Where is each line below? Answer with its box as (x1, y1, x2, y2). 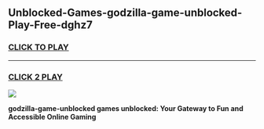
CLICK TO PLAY (8, 42, 69, 53)
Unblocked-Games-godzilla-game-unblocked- (8, 6, 243, 20)
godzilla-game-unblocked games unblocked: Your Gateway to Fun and (8, 103, 244, 113)
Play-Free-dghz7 (8, 19, 93, 32)
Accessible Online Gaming (8, 112, 97, 121)
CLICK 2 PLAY (8, 71, 63, 82)
